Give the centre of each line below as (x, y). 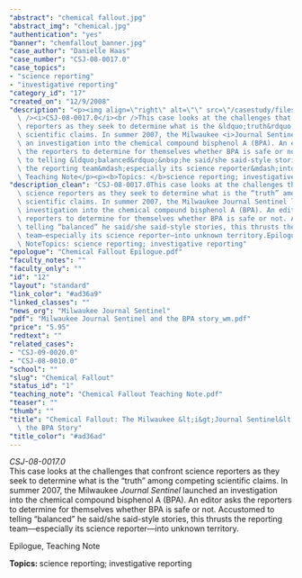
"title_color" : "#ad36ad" (58, 436)
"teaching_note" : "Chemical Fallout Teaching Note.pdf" (116, 394)
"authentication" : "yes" (56, 34)
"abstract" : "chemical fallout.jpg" (78, 18)
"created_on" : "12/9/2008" (60, 101)
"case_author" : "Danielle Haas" (70, 51)
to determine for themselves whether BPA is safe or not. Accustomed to (142, 510)
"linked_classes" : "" (50, 303)
